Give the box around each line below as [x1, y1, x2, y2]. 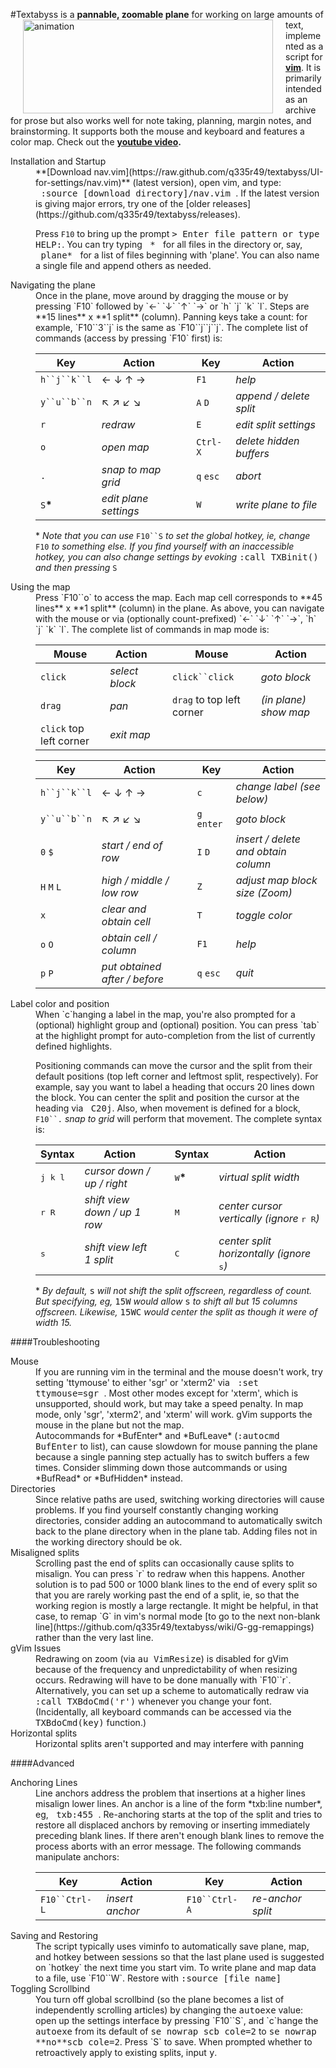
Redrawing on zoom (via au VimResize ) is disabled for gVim [35, 1653, 289, 1664]
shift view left [84, 1240, 148, 1254]
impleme [285, 30, 322, 41]
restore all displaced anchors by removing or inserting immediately [35, 1819, 311, 1831]
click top [40, 722, 85, 735]
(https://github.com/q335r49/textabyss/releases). [35, 209, 241, 220]
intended [285, 83, 322, 94]
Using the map [10, 581, 71, 593]
